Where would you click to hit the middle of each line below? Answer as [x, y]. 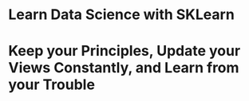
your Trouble [52, 85]
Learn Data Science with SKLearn [122, 15]
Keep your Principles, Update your [125, 51]
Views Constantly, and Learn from [124, 68]
